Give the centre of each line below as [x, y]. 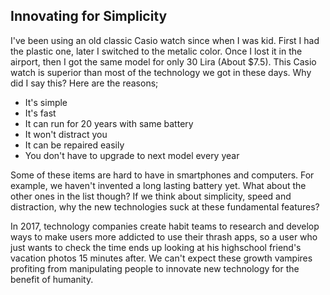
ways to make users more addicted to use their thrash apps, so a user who [164, 236]
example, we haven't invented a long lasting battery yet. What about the [158, 185]
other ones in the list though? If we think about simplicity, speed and [151, 196]
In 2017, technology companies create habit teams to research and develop [165, 226]
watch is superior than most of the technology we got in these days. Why [161, 72]
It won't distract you [66, 134]
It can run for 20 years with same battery [109, 123]
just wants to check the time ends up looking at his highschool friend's [156, 247]
